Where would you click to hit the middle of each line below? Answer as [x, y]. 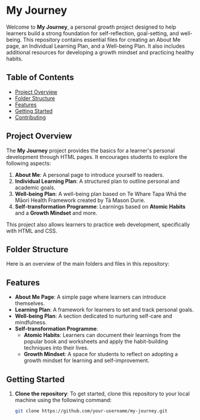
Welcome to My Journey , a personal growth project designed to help [91, 27]
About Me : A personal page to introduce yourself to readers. [89, 174]
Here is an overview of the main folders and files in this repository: [88, 264]
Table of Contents [40, 77]
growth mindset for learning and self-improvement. [87, 361]
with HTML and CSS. [32, 231]
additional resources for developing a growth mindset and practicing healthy [100, 52]
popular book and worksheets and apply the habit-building [96, 342]
